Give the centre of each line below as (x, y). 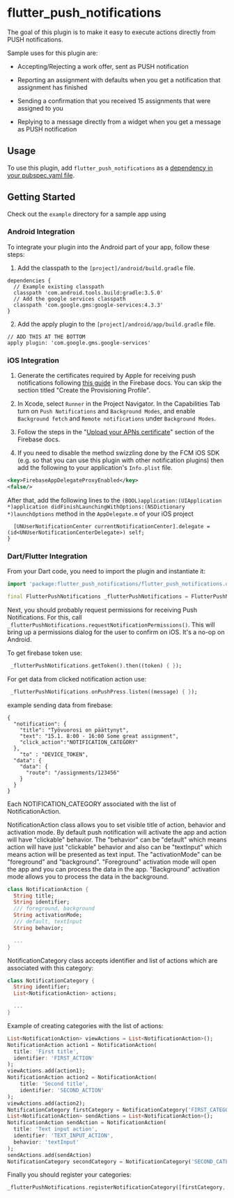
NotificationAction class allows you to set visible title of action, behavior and (117, 825)
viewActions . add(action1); (46, 1071)
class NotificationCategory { (51, 980)
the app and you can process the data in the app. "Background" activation (114, 869)
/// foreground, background (54, 909)
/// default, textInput (48, 922)
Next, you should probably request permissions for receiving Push (102, 610)
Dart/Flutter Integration (48, 556)
